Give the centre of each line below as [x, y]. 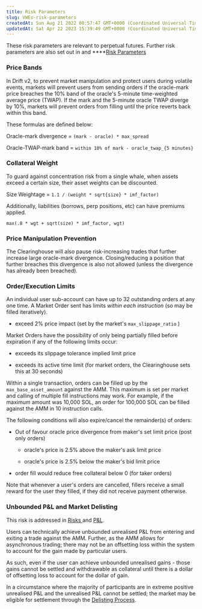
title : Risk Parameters [36, 12]
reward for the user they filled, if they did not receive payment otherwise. [97, 491]
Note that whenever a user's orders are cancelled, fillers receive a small [95, 485]
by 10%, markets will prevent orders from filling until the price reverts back [99, 106]
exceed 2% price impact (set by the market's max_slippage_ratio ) [97, 324]
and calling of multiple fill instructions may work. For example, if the [90, 396]
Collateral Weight [32, 163]
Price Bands [24, 68]
